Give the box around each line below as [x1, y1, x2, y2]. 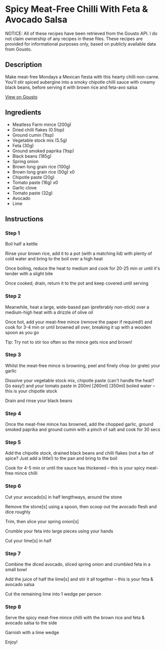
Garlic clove [12, 184, 37, 190]
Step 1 [5, 230, 20, 236]
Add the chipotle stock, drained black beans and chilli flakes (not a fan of [5, 450, 154, 456]
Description [5, 60, 42, 69]
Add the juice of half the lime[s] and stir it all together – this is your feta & [5, 576, 154, 582]
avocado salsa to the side [5, 620, 57, 626]
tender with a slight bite [5, 271, 53, 277]
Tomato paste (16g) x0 [12, 179, 58, 185]
